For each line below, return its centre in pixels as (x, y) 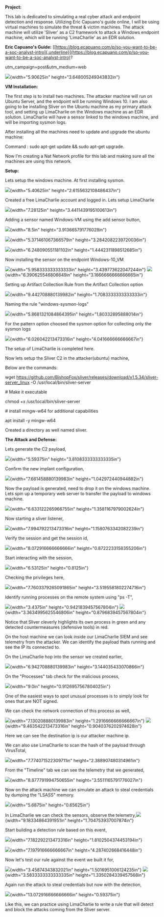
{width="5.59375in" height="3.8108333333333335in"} (66, 459)
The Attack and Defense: (31, 440)
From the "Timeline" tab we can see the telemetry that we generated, (75, 770)
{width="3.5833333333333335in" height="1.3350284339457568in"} (75, 875)
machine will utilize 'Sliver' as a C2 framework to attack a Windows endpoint (82, 32)
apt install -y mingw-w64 (31, 420)
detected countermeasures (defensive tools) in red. (57, 627)
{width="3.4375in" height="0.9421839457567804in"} (64, 607)
